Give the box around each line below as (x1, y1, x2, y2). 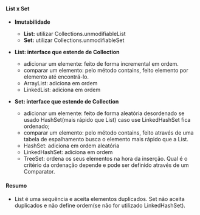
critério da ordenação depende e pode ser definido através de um (23, 161, 189, 169)
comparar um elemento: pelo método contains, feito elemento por (23, 67, 189, 74)
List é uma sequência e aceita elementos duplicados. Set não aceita (14, 196, 185, 203)
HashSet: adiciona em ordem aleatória (23, 142, 120, 149)
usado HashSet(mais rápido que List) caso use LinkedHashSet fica (23, 116, 191, 124)
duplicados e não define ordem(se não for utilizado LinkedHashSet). (14, 202, 186, 210)
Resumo (5, 182, 27, 189)
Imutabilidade (14, 18, 50, 26)
